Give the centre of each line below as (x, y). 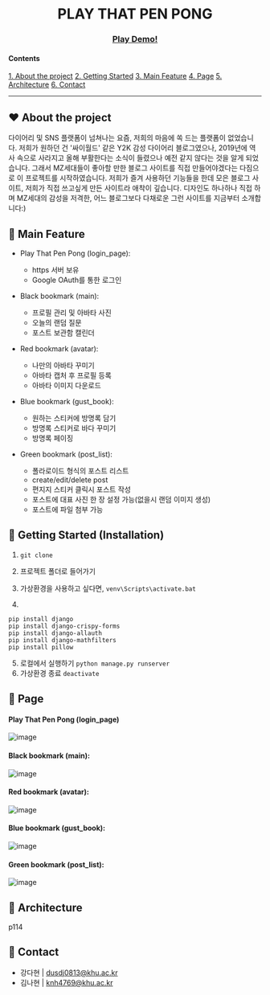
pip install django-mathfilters (62, 640)
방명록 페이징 (53, 438)
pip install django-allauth (55, 633)
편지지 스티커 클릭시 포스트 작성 (81, 489)
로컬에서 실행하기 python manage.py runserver (95, 663)
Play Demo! (135, 39)
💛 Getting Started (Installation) (86, 535)
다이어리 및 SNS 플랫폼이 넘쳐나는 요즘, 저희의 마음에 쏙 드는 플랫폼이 (117, 138)
